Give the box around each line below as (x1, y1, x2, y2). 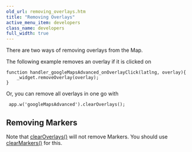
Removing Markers (6, 117, 78, 127)
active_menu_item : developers (6, 19, 81, 25)
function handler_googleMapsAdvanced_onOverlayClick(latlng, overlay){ (6, 70, 186, 75)
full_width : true (6, 31, 49, 37)
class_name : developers (6, 25, 65, 31)
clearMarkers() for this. (6, 139, 63, 146)
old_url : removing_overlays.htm (6, 8, 86, 15)
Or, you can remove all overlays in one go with (6, 90, 119, 97)
